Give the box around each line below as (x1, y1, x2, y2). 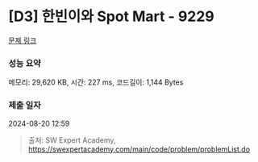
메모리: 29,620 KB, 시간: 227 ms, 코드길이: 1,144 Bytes (8, 77, 184, 87)
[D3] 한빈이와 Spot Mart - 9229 (8, 7, 215, 26)
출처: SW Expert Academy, (27, 135, 116, 145)
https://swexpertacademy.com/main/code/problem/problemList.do (27, 144, 251, 154)
